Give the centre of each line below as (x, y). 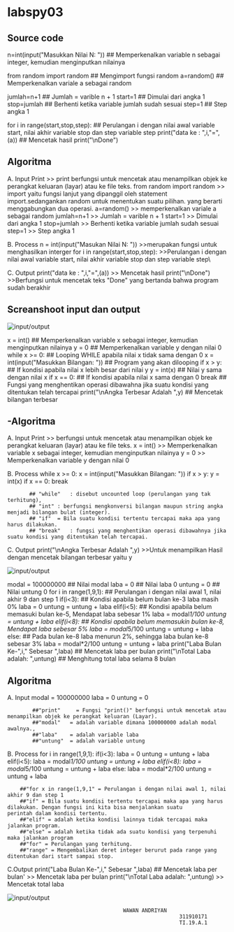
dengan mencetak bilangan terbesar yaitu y (70, 557)
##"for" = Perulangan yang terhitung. (76, 844)
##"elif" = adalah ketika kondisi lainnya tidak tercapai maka (114, 820)
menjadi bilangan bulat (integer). (59, 512)
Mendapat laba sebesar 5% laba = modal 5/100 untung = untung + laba (110, 629)
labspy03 (36, 12)
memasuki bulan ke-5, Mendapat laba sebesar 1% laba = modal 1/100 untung (117, 614)
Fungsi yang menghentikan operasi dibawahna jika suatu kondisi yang (108, 385)
